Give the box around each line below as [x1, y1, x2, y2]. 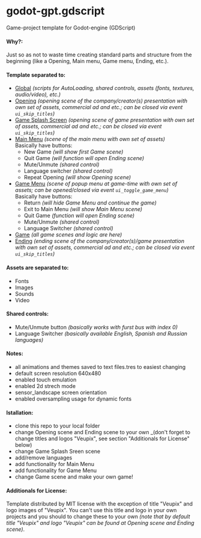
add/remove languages [14, 454, 73, 461]
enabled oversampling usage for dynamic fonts [14, 395, 132, 402]
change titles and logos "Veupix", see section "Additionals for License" [14, 435, 190, 442]
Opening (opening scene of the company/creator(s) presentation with [14, 97, 188, 104]
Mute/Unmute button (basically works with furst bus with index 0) [14, 323, 178, 330]
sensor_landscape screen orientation [14, 389, 107, 396]
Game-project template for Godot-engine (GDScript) [6, 24, 136, 31]
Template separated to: [6, 71, 66, 79]
